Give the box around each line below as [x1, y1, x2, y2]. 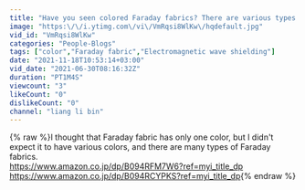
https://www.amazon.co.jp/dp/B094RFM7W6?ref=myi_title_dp [9, 161, 244, 172]
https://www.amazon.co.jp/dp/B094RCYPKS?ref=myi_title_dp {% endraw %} [9, 171, 297, 182]
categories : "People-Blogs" [9, 38, 117, 48]
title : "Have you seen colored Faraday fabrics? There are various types [9, 13, 297, 23]
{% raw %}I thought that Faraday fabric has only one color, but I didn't [9, 132, 274, 142]
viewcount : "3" [9, 81, 68, 90]
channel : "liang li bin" [9, 107, 104, 116]
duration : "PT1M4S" [9, 73, 84, 82]
